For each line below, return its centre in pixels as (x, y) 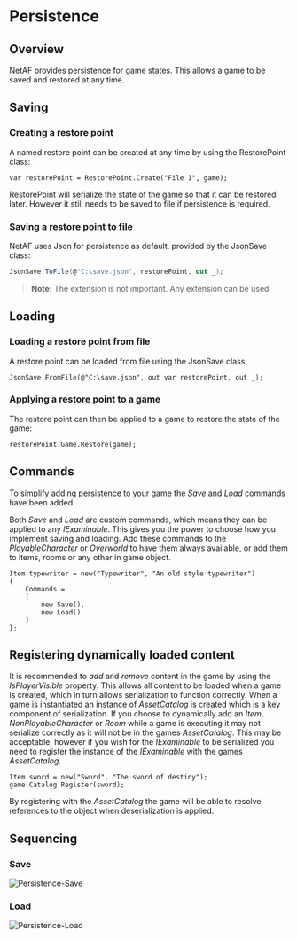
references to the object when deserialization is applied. (112, 811)
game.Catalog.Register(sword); (67, 785)
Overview (37, 49)
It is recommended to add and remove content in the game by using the (140, 677)
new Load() (61, 612)
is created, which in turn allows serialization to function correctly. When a (143, 695)
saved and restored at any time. (67, 80)
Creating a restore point (61, 133)
